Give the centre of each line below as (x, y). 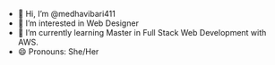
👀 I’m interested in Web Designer (78, 23)
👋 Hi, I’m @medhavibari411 (67, 14)
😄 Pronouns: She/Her (58, 52)
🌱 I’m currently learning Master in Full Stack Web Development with (142, 32)
